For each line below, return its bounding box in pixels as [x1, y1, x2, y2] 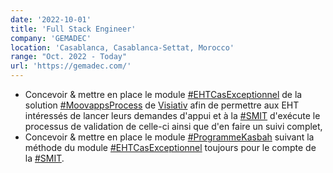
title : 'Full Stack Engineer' [10, 24, 137, 34]
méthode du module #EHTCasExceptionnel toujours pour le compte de [24, 142, 317, 153]
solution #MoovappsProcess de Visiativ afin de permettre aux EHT [24, 99, 300, 111]
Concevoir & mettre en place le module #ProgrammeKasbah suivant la [24, 131, 315, 143]
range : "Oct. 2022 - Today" [10, 52, 128, 62]
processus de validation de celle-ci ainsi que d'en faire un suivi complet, [24, 121, 323, 132]
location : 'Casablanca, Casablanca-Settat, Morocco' [10, 42, 235, 53]
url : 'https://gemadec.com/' [10, 61, 132, 71]
